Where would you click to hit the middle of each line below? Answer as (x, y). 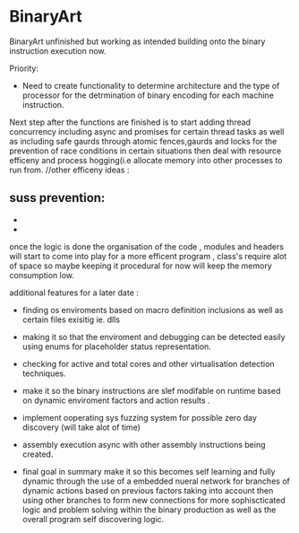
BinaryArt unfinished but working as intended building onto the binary (137, 41)
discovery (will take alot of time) (81, 427)
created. (38, 454)
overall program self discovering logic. (93, 519)
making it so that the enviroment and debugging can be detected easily (154, 336)
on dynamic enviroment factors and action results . (116, 400)
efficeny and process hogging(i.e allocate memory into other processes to (146, 160)
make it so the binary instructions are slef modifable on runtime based (151, 390)
